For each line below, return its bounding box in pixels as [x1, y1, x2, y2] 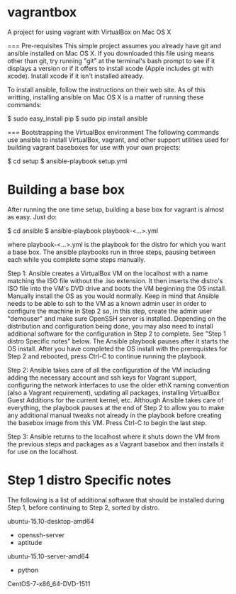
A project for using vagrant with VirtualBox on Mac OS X [7, 28, 172, 36]
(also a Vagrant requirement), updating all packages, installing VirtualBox [7, 388, 220, 397]
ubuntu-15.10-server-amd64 [7, 551, 89, 561]
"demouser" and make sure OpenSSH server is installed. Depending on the [7, 314, 227, 323]
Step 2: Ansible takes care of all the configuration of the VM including [7, 365, 210, 374]
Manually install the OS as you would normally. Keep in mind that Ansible [7, 292, 220, 300]
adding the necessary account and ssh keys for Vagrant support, [7, 373, 197, 382]
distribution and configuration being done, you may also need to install [7, 321, 214, 330]
